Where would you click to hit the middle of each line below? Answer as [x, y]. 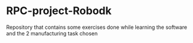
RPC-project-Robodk [59, 11]
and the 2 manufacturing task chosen [52, 33]
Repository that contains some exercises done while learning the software [97, 27]
